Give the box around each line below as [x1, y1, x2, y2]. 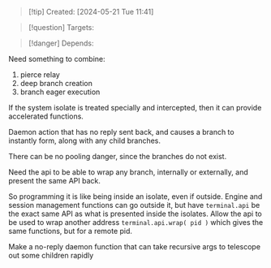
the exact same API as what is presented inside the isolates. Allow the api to [8, 209, 262, 218]
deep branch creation [19, 79, 93, 88]
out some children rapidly [8, 251, 94, 260]
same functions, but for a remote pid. [8, 227, 132, 236]
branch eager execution [19, 87, 101, 97]
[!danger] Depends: [28, 38, 94, 48]
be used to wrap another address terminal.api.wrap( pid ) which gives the [8, 218, 264, 227]
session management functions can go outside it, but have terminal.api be [8, 201, 260, 210]
